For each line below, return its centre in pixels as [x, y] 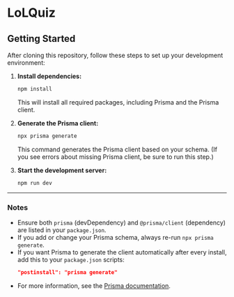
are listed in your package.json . [62, 230]
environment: [26, 63]
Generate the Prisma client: [58, 123]
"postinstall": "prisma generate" [67, 272]
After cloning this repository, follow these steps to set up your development [115, 55]
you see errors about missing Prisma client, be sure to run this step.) [115, 157]
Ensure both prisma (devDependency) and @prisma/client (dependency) [122, 222]
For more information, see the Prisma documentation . [94, 285]
